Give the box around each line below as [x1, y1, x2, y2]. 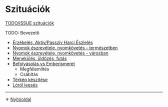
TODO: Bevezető [5, 29, 40, 35]
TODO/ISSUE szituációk [5, 20, 54, 26]
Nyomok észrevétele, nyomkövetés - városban [12, 50, 108, 56]
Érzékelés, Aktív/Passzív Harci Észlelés [12, 39, 93, 45]
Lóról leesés [12, 81, 38, 88]
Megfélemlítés [19, 66, 49, 72]
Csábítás [19, 71, 38, 77]
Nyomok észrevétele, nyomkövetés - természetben [12, 44, 118, 50]
